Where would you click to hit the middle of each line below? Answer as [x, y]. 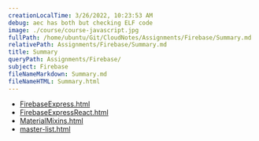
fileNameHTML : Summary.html [54, 81]
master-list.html [45, 129]
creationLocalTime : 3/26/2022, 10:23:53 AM [81, 15]
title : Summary [33, 52]
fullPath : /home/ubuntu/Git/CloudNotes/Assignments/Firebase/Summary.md [130, 37]
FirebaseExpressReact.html [64, 112]
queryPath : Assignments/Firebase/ [65, 60]
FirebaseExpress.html [55, 104]
